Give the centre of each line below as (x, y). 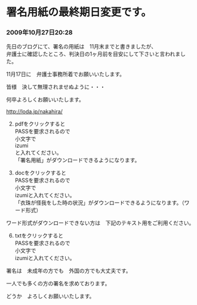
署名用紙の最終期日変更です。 (79, 12)
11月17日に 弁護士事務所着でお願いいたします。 (66, 74)
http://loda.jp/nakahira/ (34, 112)
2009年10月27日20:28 (39, 32)
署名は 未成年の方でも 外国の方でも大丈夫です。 (69, 271)
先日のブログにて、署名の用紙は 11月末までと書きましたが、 (81, 47)
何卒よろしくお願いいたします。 (45, 100)
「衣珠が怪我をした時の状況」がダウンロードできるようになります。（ (100, 203)
